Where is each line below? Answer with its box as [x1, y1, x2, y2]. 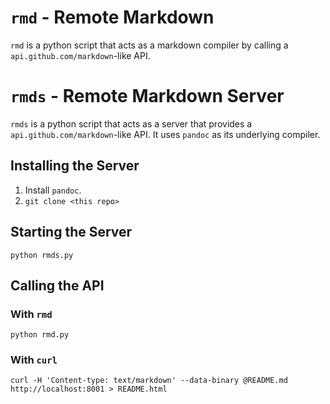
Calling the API [10, 277, 105, 294]
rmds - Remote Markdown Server [10, 85, 285, 108]
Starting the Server [10, 224, 133, 241]
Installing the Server [10, 157, 140, 175]
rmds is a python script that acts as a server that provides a [10, 117, 253, 130]
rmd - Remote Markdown [10, 6, 215, 29]
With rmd [10, 307, 53, 321]
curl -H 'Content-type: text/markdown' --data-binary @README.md [10, 376, 288, 386]
